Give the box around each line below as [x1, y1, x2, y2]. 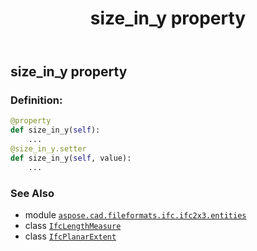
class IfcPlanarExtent [24, 230, 117, 242]
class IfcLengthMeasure [24, 220, 122, 232]
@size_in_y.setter [10, 144, 87, 154]
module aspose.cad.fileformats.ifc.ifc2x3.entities [24, 209, 247, 221]
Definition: [10, 93, 63, 107]
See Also [10, 186, 55, 200]
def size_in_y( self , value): [10, 153, 132, 163]
